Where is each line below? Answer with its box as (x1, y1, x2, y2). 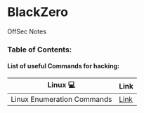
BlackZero (7, 4, 69, 20)
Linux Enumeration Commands (11, 95, 112, 105)
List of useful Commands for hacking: (7, 62, 120, 70)
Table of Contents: (7, 45, 72, 54)
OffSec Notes (7, 27, 47, 36)
